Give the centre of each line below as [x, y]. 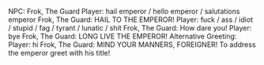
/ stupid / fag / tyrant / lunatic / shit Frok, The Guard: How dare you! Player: [130, 28]
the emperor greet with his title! [59, 53]
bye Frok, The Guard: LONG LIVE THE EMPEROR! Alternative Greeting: [123, 36]
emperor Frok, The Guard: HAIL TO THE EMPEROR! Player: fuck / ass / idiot [131, 20]
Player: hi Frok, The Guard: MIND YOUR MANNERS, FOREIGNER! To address [132, 45]
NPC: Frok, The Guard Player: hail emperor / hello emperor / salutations [124, 11]
